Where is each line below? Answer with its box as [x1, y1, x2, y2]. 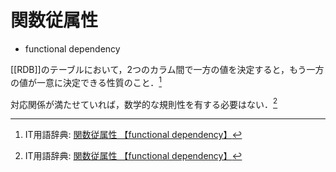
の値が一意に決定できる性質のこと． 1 [10, 74, 163, 88]
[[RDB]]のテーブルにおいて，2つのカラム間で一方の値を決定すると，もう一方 [10, 63, 325, 75]
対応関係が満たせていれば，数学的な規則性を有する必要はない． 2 [10, 96, 278, 110]
